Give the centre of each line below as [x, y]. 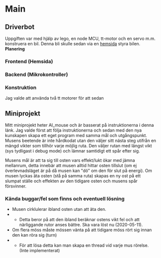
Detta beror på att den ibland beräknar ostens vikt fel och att [79, 220]
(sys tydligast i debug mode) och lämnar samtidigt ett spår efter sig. [73, 151]
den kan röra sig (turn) [34, 235]
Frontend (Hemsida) [29, 61]
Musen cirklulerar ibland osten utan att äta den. [59, 209]
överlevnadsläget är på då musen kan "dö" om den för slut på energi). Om [79, 171]
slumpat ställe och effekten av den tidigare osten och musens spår [71, 181]
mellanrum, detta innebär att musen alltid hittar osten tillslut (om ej [71, 165]
